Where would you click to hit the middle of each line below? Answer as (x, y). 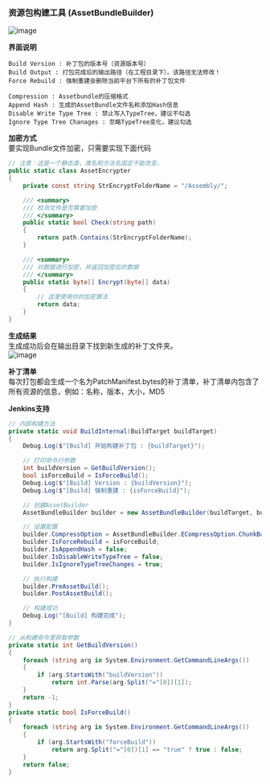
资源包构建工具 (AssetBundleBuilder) (81, 12)
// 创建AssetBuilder (56, 505)
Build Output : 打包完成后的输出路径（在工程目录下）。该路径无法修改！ (115, 73)
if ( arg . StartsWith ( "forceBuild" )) (97, 742)
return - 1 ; (41, 697)
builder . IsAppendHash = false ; (75, 549)
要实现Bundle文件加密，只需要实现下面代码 (80, 148)
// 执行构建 (40, 579)
